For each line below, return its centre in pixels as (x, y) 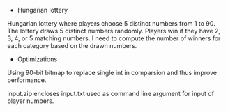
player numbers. (31, 101)
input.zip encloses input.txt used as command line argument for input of (111, 94)
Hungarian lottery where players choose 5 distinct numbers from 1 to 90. (112, 23)
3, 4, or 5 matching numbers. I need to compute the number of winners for (114, 38)
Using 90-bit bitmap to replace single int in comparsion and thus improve (112, 73)
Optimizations (37, 59)
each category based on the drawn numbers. (72, 46)
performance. (27, 80)
